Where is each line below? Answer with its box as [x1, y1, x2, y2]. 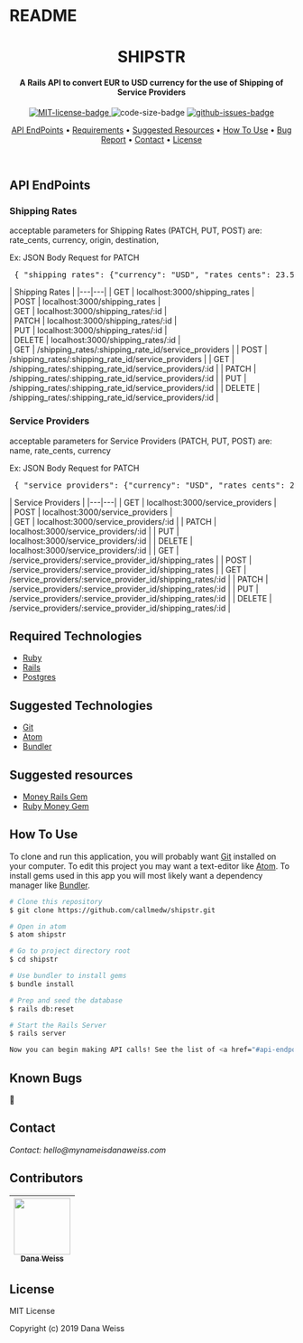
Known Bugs [9, 1070, 83, 1086]
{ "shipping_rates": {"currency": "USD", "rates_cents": [14, 270, 271, 280]
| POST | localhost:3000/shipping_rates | [9, 296, 161, 307]
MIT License [9, 1306, 56, 1317]
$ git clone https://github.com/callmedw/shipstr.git [9, 905, 216, 915]
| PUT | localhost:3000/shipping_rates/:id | [9, 325, 168, 336]
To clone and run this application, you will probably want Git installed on [9, 851, 277, 862]
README [9, 5, 78, 26]
